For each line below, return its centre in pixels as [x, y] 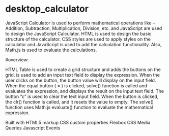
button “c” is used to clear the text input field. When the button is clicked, [82, 96]
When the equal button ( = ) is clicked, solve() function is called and [76, 86]
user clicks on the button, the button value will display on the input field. [81, 80]
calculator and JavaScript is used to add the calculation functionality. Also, [83, 44]
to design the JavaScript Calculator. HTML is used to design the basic [78, 33]
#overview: [17, 59]
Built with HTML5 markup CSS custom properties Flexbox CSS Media [78, 122]
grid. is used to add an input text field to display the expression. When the [83, 75]
